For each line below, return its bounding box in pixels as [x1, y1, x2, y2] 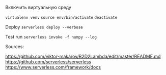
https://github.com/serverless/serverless [5, 59, 92, 65]
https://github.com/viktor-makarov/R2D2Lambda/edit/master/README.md [5, 53, 161, 59]
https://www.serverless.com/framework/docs [5, 64, 101, 70]
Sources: [5, 44, 24, 50]
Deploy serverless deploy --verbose [5, 24, 83, 30]
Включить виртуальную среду [5, 5, 71, 10]
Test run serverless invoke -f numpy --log [5, 34, 97, 40]
